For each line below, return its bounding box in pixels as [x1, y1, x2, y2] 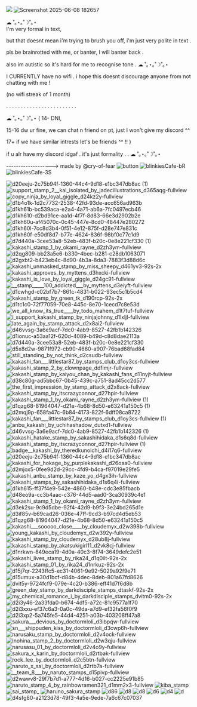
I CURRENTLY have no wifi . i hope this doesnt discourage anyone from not [6, 73, 191, 80]
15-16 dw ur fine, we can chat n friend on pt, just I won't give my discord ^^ [6, 127, 190, 134]
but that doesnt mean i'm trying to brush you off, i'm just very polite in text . [6, 37, 192, 44]
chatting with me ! [6, 79, 51, 86]
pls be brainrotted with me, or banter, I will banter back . [6, 48, 144, 56]
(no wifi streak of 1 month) [6, 91, 70, 98]
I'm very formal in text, [6, 26, 61, 32]
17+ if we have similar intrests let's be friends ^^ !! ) [6, 138, 131, 145]
